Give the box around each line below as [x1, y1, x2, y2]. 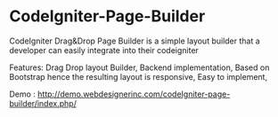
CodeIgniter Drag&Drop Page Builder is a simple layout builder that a [9, 35, 260, 46]
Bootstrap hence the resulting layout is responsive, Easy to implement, [9, 71, 268, 82]
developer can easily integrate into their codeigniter [9, 44, 199, 55]
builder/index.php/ [9, 97, 78, 108]
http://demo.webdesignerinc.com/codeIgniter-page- [37, 89, 231, 99]
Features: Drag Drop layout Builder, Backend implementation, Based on [9, 62, 270, 73]
